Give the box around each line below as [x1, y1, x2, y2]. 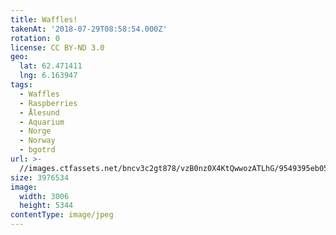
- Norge [19, 126, 52, 136]
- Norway [19, 136, 56, 146]
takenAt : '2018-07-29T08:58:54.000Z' [10, 24, 168, 34]
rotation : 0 [10, 33, 60, 43]
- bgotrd [19, 145, 56, 155]
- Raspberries [19, 98, 78, 108]
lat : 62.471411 [19, 61, 83, 71]
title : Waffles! [10, 14, 78, 25]
